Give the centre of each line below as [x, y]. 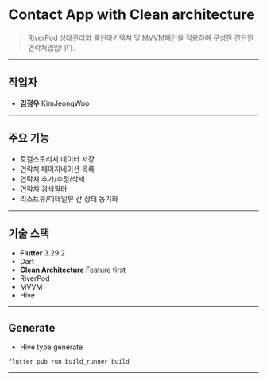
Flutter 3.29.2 [43, 253]
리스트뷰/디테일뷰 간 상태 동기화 [69, 198]
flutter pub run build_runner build [69, 362]
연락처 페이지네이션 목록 [57, 169]
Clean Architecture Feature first [72, 270]
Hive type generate [51, 347]
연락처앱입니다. [51, 47]
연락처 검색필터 [43, 189]
